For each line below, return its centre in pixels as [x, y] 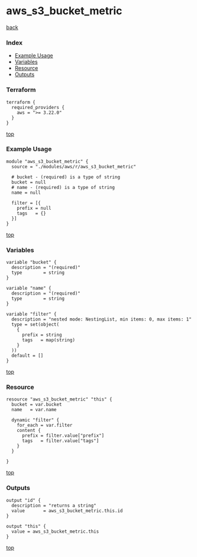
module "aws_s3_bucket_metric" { [47, 161]
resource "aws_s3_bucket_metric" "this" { [59, 399]
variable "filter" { [32, 314]
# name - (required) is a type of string [63, 187]
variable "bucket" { [32, 263]
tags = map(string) [49, 340]
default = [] [28, 356]
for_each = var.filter [45, 425]
